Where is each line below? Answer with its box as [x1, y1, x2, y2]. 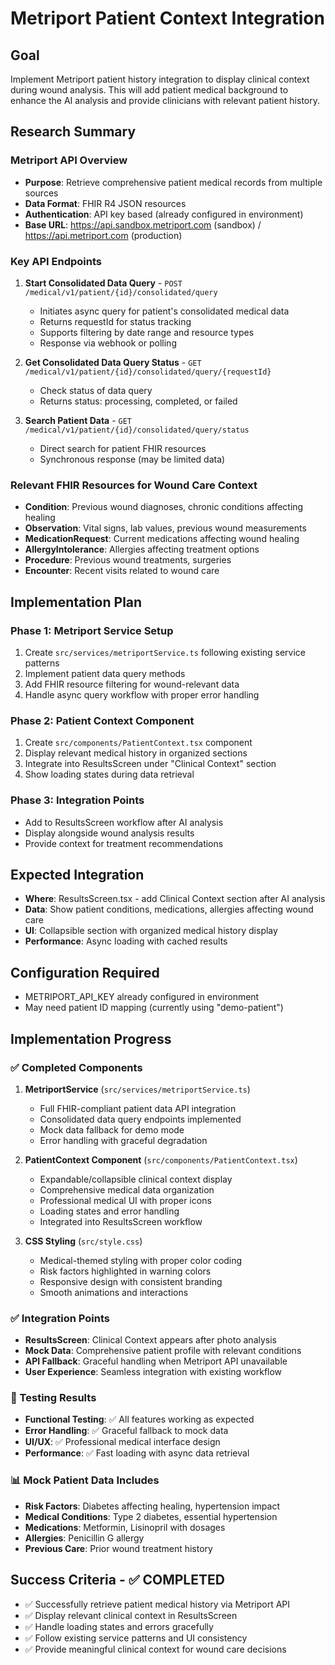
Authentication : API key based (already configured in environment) [24, 208, 304, 220]
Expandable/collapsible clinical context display [39, 1173, 233, 1185]
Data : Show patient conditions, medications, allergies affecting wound [24, 903, 314, 916]
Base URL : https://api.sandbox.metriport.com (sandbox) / [24, 218, 262, 231]
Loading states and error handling [39, 1205, 180, 1217]
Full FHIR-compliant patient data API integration [39, 1102, 237, 1114]
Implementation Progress [10, 1030, 172, 1047]
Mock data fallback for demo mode [39, 1123, 185, 1136]
